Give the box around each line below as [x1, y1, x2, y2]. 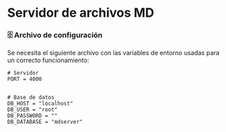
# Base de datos [7, 94, 55, 101]
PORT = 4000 [7, 75, 42, 83]
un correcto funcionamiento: [7, 56, 90, 64]
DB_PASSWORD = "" [7, 112, 58, 119]
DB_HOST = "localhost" [7, 100, 73, 108]
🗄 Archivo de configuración [7, 30, 103, 40]
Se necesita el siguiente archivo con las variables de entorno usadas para [7, 49, 220, 57]
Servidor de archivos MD [7, 5, 155, 21]
